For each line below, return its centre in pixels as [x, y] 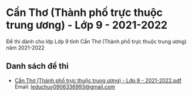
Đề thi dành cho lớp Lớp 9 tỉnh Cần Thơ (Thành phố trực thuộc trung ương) [96, 41]
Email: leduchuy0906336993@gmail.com [65, 87]
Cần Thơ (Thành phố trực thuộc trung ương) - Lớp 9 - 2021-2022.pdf [98, 80]
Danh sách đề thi [38, 66]
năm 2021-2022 [26, 48]
